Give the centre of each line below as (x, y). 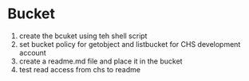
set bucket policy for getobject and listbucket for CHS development (130, 44)
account (33, 52)
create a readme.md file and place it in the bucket (101, 61)
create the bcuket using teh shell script (83, 36)
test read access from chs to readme (80, 69)
